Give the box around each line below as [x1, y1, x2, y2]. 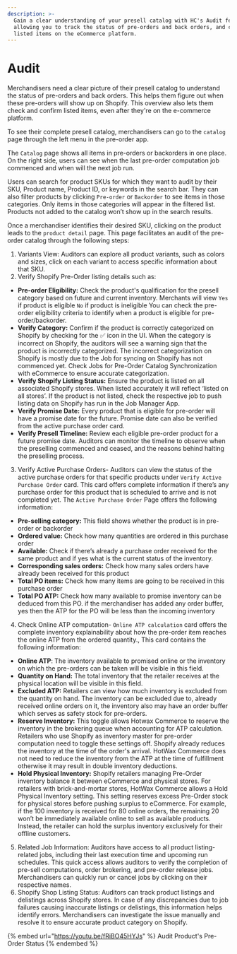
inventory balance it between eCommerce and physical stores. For [17, 777, 211, 785]
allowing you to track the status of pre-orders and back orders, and [13, 23, 226, 30]
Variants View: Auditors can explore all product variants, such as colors [17, 250, 225, 259]
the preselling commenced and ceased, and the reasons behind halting [17, 444, 224, 453]
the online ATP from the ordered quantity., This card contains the [17, 635, 207, 644]
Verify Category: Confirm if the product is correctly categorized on [17, 324, 214, 332]
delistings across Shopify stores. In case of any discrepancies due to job [17, 895, 229, 905]
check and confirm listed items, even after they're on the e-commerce [7, 107, 212, 115]
